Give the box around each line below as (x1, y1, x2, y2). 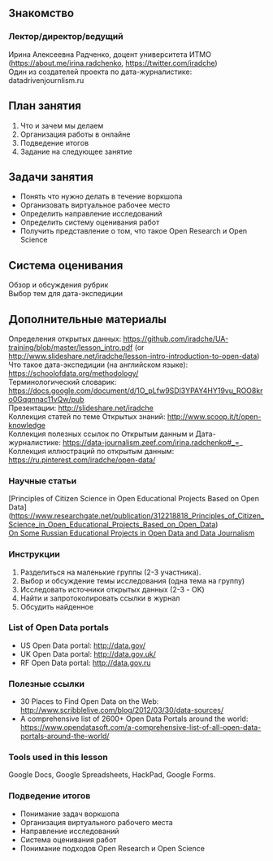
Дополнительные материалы (8, 312, 167, 326)
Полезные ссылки (8, 678, 85, 689)
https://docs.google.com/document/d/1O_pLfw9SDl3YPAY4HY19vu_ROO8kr (8, 386, 263, 396)
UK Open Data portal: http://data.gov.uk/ (19, 649, 157, 658)
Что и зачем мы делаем (19, 120, 104, 130)
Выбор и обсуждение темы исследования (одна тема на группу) (19, 575, 245, 585)
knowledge (8, 420, 46, 430)
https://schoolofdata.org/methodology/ (8, 368, 139, 378)
